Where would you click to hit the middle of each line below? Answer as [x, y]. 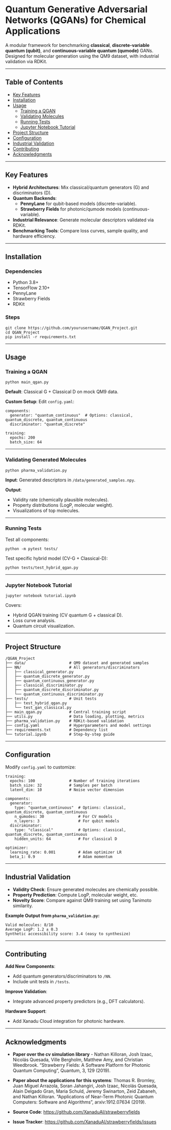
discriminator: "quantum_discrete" [48, 424]
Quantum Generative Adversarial [76, 9]
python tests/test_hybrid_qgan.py [42, 568]
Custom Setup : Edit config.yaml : [40, 402]
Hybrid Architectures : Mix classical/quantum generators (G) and [81, 187]
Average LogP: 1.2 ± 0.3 [32, 929]
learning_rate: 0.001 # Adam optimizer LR [66, 852]
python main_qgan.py [27, 382]
